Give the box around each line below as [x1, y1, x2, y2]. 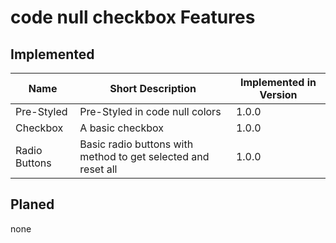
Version [259, 88, 298, 101]
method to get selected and [79, 150, 210, 163]
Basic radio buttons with [79, 137, 194, 151]
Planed [10, 196, 55, 213]
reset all [79, 162, 118, 176]
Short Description [109, 82, 197, 95]
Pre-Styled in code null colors [79, 105, 222, 118]
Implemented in [239, 76, 317, 89]
